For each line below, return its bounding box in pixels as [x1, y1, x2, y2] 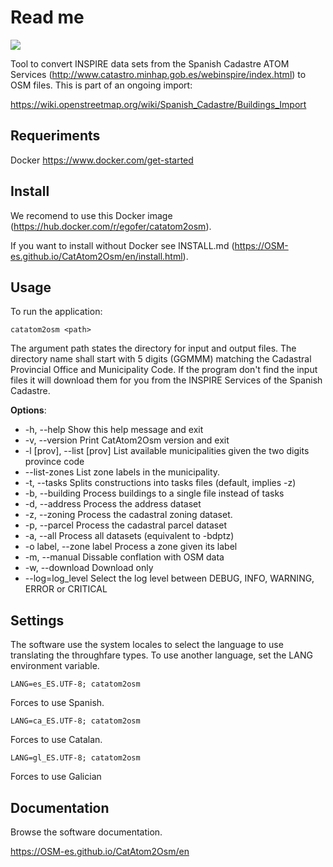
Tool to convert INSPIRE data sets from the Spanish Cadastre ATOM [10, 57, 290, 70]
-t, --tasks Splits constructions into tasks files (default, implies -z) [24, 477, 297, 489]
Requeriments [10, 127, 101, 145]
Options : [10, 404, 47, 416]
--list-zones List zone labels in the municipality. [24, 466, 221, 478]
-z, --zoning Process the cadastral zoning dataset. [24, 509, 233, 521]
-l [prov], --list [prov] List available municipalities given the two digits [24, 445, 310, 457]
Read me [10, 6, 85, 29]
